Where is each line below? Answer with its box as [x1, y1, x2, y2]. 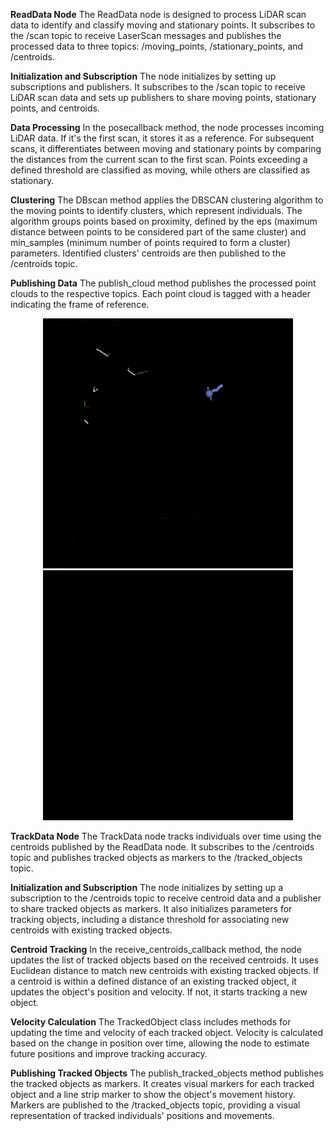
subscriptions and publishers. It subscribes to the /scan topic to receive [10, 81, 306, 93]
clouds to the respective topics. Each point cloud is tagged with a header [10, 288, 312, 299]
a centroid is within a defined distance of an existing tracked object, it [10, 975, 297, 987]
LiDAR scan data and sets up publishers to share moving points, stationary [10, 92, 317, 103]
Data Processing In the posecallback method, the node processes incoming [10, 122, 325, 133]
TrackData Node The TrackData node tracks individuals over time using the [10, 830, 322, 842]
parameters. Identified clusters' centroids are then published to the [10, 247, 287, 259]
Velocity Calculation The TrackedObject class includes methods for [10, 1016, 292, 1028]
